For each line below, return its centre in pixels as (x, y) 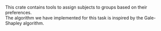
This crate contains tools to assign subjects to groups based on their (76, 7)
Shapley (14, 23)
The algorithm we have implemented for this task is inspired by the (74, 18)
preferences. (18, 12)
